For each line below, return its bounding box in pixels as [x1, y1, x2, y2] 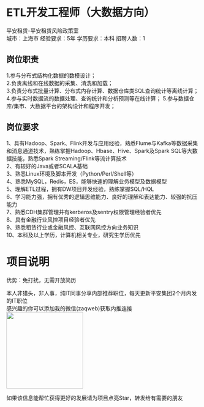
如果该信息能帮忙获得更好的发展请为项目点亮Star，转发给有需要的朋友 [6, 394, 183, 401]
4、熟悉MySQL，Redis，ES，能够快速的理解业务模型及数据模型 [6, 177, 167, 185]
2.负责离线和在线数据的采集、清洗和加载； [6, 79, 113, 86]
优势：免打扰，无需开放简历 [6, 276, 77, 283]
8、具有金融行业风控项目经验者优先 [6, 215, 96, 223]
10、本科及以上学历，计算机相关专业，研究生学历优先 [6, 231, 141, 239]
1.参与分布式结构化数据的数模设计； [6, 72, 96, 79]
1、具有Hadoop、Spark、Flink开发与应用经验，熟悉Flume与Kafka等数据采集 [6, 139, 198, 147]
